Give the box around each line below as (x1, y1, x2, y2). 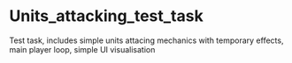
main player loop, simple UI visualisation (9, 44, 156, 54)
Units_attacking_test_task (9, 6, 204, 26)
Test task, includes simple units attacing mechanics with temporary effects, (9, 35, 284, 45)
